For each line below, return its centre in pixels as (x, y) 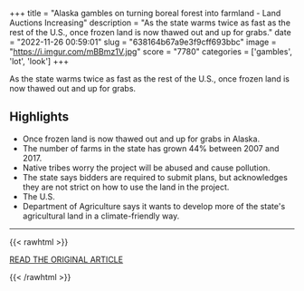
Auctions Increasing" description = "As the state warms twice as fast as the (150, 23)
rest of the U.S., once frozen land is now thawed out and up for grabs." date (150, 32)
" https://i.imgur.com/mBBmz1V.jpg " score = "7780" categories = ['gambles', (151, 52)
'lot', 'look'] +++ (39, 61)
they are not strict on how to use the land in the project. (126, 187)
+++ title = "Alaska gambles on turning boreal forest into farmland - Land (145, 13)
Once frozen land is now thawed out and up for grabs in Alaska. (141, 139)
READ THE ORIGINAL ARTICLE (66, 259)
